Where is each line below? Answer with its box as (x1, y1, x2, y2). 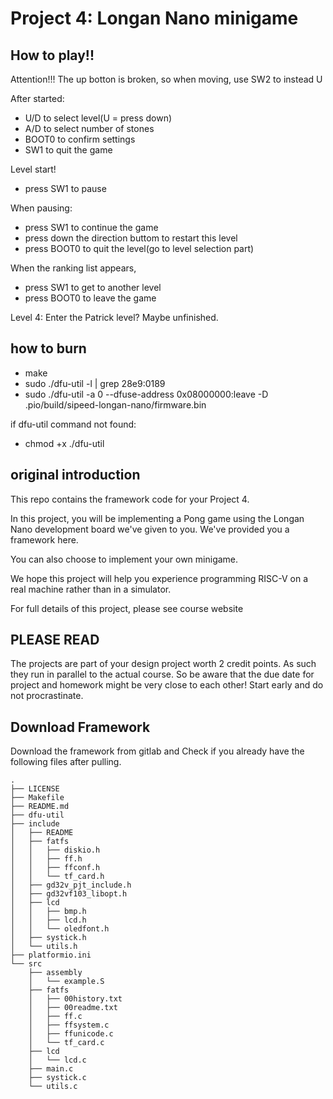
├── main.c (28, 1064, 74, 1074)
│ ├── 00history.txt (28, 994, 123, 1004)
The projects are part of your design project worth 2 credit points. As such (10, 658, 317, 670)
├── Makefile (10, 793, 65, 803)
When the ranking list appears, (10, 262, 137, 274)
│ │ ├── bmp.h (10, 907, 87, 917)
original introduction (10, 467, 141, 484)
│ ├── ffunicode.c (28, 1029, 114, 1039)
